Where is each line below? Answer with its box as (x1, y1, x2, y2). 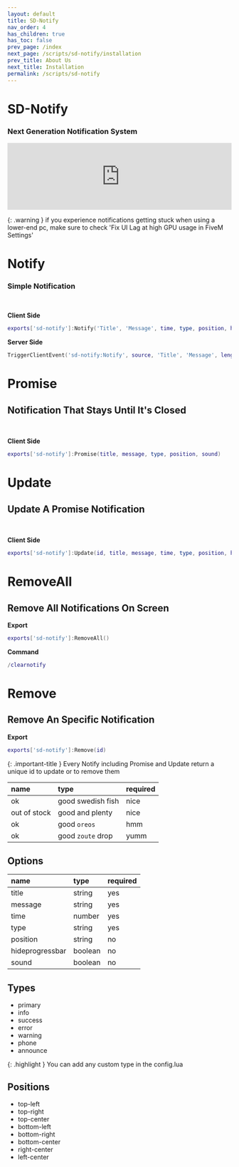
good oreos (58, 819, 96, 829)
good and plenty (58, 807, 113, 817)
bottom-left (17, 1123, 51, 1131)
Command (7, 647, 39, 656)
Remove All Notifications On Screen (7, 602, 169, 614)
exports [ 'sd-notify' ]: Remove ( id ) (7, 746, 107, 753)
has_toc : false (7, 37, 53, 44)
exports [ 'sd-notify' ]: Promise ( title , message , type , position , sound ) (7, 451, 221, 458)
